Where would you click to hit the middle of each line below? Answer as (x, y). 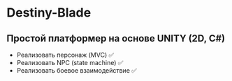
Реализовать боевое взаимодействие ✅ (77, 70)
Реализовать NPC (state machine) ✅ (70, 63)
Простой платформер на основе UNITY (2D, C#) (116, 38)
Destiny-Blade (49, 13)
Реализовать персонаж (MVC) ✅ (65, 55)
